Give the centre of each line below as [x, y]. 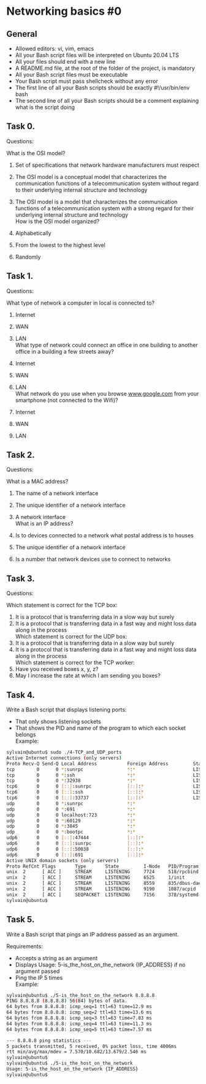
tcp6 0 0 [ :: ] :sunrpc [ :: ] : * [75, 786]
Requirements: [25, 946]
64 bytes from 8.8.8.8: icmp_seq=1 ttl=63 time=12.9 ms [79, 1007]
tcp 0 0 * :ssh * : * [71, 775]
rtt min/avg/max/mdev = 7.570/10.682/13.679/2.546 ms [77, 1052]
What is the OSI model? [36, 153]
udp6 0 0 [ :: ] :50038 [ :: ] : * [75, 849]
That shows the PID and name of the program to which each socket [100, 728]
